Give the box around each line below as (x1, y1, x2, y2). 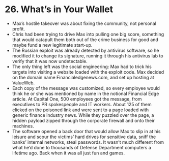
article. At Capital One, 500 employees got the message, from (12, 95, 142, 102)
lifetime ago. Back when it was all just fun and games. (12, 150, 125, 156)
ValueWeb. (12, 80, 35, 86)
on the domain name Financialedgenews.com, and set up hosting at (12, 74, 155, 80)
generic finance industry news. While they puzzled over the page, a (12, 112, 154, 118)
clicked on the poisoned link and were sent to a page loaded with (12, 107, 149, 113)
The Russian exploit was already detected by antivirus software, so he (12, 47, 159, 53)
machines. (12, 123, 34, 129)
